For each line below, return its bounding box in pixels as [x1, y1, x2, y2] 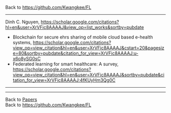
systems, [12, 40, 32, 45]
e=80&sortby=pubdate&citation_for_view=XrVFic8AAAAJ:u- [12, 50, 138, 56]
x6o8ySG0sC [12, 56, 41, 61]
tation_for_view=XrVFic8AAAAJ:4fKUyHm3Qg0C [12, 77, 116, 83]
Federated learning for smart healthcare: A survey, [12, 61, 119, 67]
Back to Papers [5, 96, 37, 102]
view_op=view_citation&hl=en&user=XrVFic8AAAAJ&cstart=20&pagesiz [12, 45, 164, 51]
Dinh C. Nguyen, [5, 19, 40, 25]
